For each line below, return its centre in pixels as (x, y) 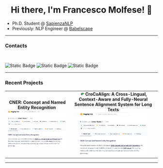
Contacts (16, 46)
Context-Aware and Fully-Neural (113, 100)
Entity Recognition (37, 107)
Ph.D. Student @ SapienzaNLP (42, 23)
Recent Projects (24, 83)
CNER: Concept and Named (37, 102)
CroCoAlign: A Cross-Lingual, (116, 94)
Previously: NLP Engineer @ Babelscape (52, 28)
